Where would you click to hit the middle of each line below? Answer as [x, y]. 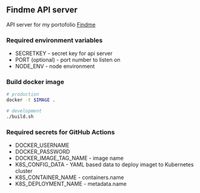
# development [24, 111]
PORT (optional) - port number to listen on [68, 60]
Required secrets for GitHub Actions [61, 132]
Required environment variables [55, 40]
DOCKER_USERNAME [42, 145]
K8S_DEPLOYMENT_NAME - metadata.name [71, 184]
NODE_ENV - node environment [55, 67]
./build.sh [20, 117]
